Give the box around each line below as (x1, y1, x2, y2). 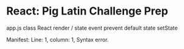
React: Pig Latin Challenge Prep (6, 4, 168, 18)
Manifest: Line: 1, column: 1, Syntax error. (6, 36, 109, 43)
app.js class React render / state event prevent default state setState (6, 24, 178, 31)
